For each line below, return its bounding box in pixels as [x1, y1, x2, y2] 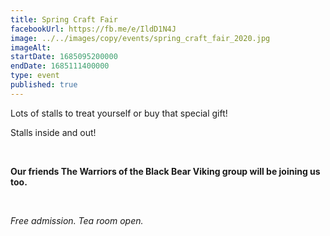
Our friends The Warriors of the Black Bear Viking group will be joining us [10, 165, 321, 177]
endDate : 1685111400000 [10, 61, 110, 71]
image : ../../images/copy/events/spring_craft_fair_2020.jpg [10, 33, 271, 43]
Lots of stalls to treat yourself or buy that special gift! [10, 107, 228, 119]
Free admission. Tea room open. [10, 214, 144, 226]
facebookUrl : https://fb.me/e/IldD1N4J [10, 24, 177, 34]
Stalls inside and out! [10, 126, 97, 138]
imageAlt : [10, 42, 52, 53]
